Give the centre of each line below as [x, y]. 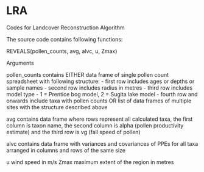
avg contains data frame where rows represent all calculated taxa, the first [100, 119]
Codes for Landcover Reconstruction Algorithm [65, 27]
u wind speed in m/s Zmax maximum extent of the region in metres [90, 162]
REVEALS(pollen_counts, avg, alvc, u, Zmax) [62, 51]
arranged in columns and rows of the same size [66, 150]
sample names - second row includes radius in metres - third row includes [100, 88]
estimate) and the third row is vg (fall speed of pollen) [74, 132]
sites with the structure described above [57, 107]
